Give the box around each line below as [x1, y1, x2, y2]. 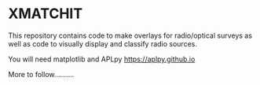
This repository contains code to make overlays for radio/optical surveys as [8, 31, 253, 40]
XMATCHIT [8, 5, 83, 23]
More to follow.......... [8, 69, 75, 79]
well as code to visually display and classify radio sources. [8, 39, 198, 48]
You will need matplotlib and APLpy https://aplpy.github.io [8, 54, 196, 64]
